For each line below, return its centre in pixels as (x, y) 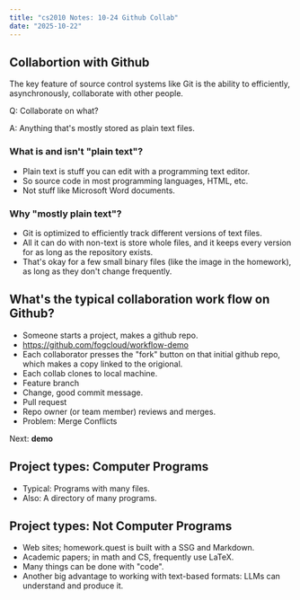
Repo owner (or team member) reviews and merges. (119, 411)
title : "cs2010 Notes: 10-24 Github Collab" (94, 18)
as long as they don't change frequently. (97, 271)
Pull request (44, 401)
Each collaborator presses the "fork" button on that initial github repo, (151, 354)
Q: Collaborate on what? (54, 111)
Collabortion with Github (79, 62)
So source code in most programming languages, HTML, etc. (135, 181)
